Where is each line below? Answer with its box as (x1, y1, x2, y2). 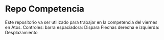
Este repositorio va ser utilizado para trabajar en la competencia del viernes (5, 19, 158, 25)
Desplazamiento (5, 29, 38, 35)
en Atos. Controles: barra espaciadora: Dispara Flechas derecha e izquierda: (5, 24, 160, 30)
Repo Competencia (5, 3, 85, 14)
